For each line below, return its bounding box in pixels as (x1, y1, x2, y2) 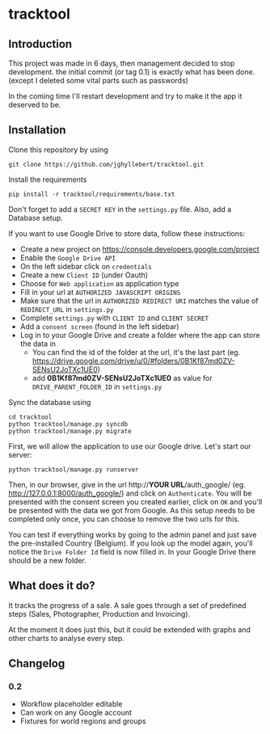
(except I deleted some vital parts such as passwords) (8, 76, 188, 85)
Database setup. (8, 213, 63, 222)
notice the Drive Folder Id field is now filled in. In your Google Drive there (8, 546, 256, 556)
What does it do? (8, 579, 95, 593)
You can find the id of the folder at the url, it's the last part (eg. (32, 347, 241, 356)
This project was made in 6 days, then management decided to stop (8, 58, 235, 68)
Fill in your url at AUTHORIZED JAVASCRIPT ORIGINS (19, 287, 181, 297)
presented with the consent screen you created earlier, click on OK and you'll (8, 496, 263, 506)
